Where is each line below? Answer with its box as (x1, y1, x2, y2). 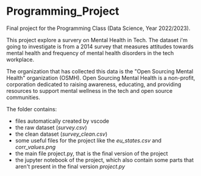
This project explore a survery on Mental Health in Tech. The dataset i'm (6, 36, 188, 43)
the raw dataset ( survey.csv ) (15, 123, 87, 131)
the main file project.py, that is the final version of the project (15, 150, 169, 157)
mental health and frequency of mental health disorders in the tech (6, 49, 174, 56)
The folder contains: (6, 105, 57, 112)
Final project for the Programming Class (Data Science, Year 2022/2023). (6, 24, 191, 32)
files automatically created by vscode (15, 117, 110, 125)
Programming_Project (6, 4, 120, 18)
